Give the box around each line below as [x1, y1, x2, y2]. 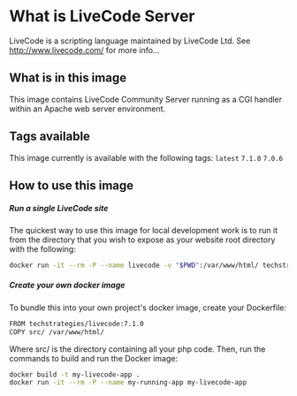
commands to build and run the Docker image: [9, 353, 179, 363]
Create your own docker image [9, 280, 126, 291]
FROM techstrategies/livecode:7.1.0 [9, 319, 144, 328]
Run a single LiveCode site [9, 202, 109, 213]
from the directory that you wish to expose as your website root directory [9, 234, 276, 245]
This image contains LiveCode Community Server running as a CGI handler [9, 94, 283, 104]
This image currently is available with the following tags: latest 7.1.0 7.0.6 [9, 152, 284, 163]
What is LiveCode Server [9, 6, 195, 27]
